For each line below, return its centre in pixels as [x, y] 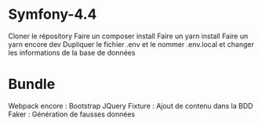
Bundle [32, 84]
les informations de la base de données [72, 52]
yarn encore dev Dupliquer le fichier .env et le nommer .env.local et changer [131, 44]
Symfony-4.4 [53, 14]
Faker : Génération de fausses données [72, 114]
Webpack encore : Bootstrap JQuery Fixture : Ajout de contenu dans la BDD [131, 105]
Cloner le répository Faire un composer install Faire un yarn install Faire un [128, 36]
